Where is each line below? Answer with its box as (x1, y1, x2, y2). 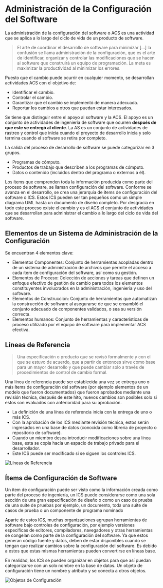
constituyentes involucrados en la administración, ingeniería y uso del (12, 285, 152, 291)
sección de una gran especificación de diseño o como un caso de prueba (5, 497, 153, 503)
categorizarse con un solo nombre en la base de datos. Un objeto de (5, 563, 143, 568)
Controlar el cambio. (12, 94, 54, 100)
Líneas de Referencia (5, 341, 71, 349)
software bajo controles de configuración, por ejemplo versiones (5, 522, 135, 528)
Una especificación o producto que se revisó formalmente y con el (17, 353, 151, 359)
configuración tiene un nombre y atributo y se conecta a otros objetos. (5, 568, 147, 574)
